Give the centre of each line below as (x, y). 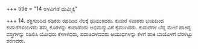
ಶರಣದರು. (16, 41)
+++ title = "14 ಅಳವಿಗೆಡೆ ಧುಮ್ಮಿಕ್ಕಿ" (42, 9)
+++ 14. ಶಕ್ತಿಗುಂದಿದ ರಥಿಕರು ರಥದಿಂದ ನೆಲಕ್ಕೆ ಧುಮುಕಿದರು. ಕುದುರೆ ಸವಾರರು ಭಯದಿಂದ (85, 21)
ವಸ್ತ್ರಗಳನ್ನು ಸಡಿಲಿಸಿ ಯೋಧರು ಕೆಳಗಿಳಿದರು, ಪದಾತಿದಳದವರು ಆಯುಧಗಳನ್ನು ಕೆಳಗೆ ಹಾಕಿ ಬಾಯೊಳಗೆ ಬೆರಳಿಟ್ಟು (100, 34)
